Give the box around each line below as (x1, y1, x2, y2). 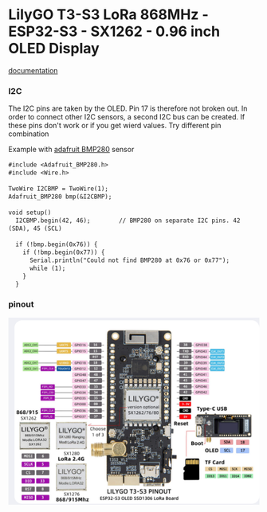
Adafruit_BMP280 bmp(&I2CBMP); (8, 193, 112, 201)
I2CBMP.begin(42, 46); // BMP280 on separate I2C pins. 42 (15, 217, 241, 225)
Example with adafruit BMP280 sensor (8, 145, 135, 154)
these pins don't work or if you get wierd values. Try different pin (8, 121, 222, 131)
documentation (8, 65, 58, 75)
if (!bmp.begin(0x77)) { (22, 248, 105, 256)
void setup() (8, 209, 52, 217)
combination (8, 129, 49, 139)
